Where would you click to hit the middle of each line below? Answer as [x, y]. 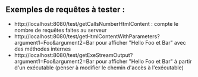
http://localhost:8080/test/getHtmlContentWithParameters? [87, 36]
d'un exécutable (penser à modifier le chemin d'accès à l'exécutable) [99, 68]
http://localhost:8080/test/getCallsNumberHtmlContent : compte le [96, 24]
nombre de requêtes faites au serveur [60, 30]
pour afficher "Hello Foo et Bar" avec [141, 42]
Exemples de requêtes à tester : [65, 10]
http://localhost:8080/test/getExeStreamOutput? [73, 55]
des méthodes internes [43, 49]
